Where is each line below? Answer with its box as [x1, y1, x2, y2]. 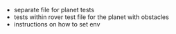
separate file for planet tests [13, 6, 95, 14]
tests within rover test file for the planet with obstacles [13, 13, 170, 21]
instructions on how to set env [13, 20, 100, 28]
